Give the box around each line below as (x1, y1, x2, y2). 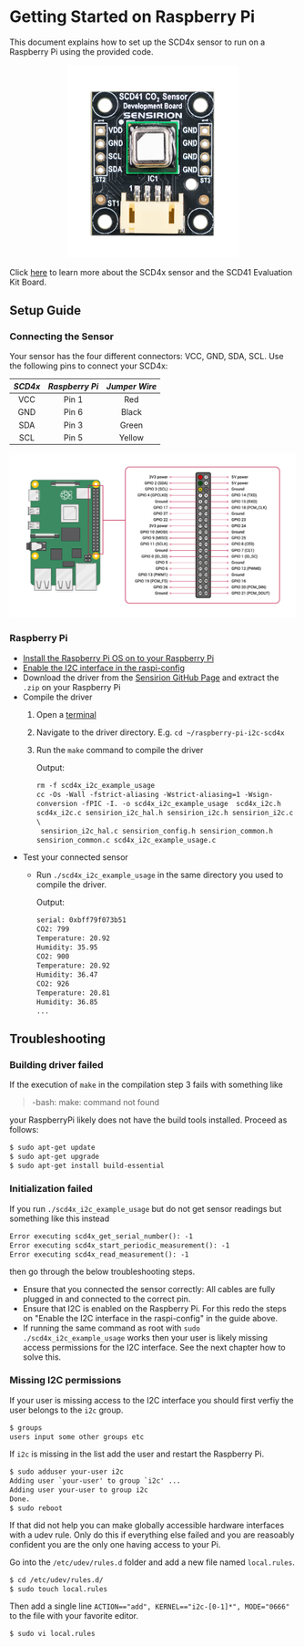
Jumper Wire (106, 380, 157, 391)
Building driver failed (9, 1058, 104, 1071)
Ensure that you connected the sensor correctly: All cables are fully (22, 1283, 276, 1294)
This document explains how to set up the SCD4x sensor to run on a (9, 36, 266, 47)
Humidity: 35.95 (35, 942, 98, 952)
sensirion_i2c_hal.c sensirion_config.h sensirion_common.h (40, 826, 273, 835)
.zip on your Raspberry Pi (22, 681, 121, 692)
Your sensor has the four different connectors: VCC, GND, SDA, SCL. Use (9, 351, 284, 362)
